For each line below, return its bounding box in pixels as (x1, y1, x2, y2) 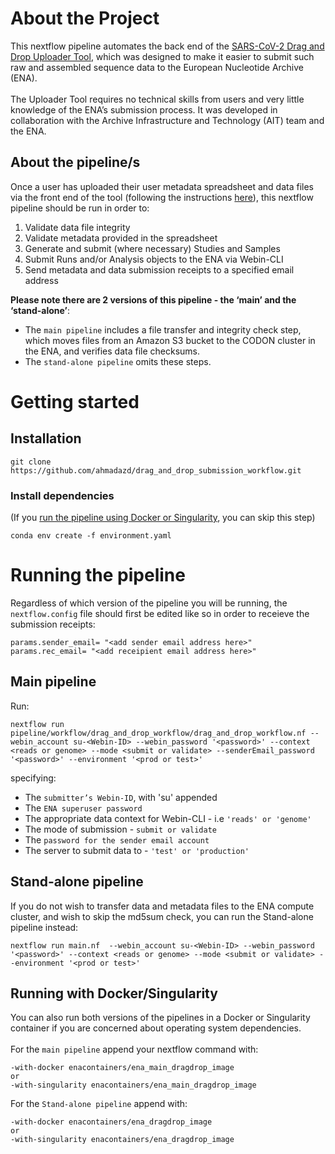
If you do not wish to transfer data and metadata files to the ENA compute (10, 900, 315, 912)
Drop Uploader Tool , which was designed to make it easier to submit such (10, 50, 315, 62)
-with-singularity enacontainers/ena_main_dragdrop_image (10, 1080, 257, 1091)
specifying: (10, 772, 57, 784)
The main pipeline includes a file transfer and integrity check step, (24, 323, 302, 336)
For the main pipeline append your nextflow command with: (10, 1043, 259, 1056)
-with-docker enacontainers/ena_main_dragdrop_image (10, 1063, 235, 1073)
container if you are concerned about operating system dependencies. (10, 1022, 302, 1034)
